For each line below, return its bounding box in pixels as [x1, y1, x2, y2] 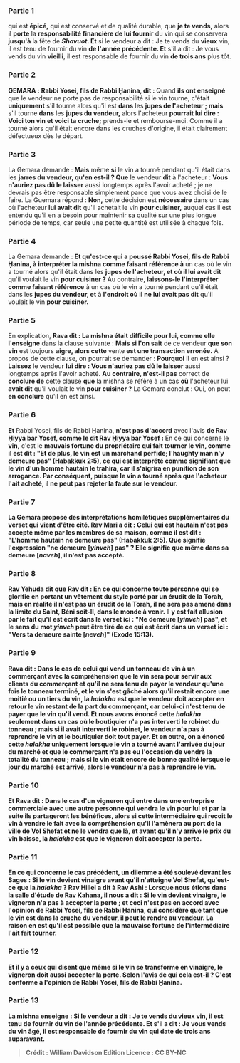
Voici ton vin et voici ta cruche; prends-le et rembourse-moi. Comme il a [8, 116, 223, 125]
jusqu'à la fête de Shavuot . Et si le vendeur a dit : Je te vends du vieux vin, [8, 37, 230, 46]
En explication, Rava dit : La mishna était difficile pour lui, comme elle [8, 332, 216, 340]
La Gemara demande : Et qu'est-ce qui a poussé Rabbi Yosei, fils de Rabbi [8, 252, 229, 261]
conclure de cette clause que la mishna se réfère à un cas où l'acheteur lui [8, 377, 229, 386]
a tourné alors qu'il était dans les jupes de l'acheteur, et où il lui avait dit [8, 268, 221, 276]
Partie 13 [8, 995, 39, 1005]
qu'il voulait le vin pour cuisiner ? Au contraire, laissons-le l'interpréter [8, 275, 219, 283]
